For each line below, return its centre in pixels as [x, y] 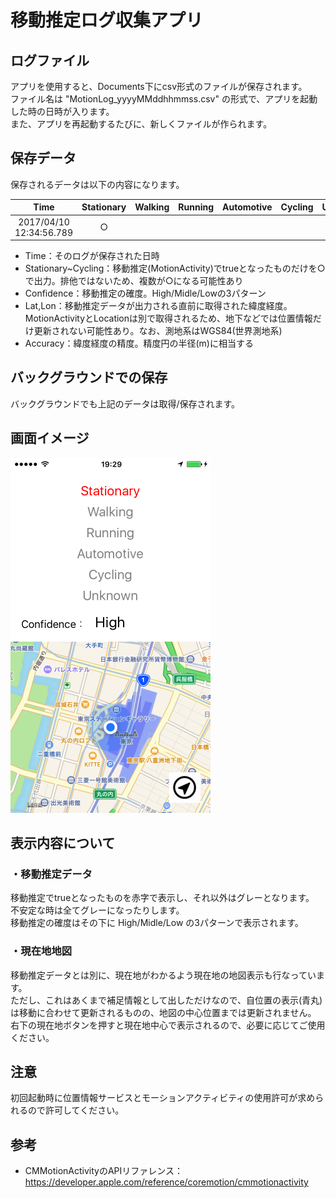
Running [196, 207]
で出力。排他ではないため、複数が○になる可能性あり [134, 281]
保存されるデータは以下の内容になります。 [97, 184]
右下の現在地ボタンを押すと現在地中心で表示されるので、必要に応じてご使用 [168, 1025]
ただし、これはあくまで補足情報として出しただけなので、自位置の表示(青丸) [166, 1000]
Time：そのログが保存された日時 [92, 256]
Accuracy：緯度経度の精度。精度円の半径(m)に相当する [139, 343]
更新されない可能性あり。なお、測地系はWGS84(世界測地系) [158, 331]
